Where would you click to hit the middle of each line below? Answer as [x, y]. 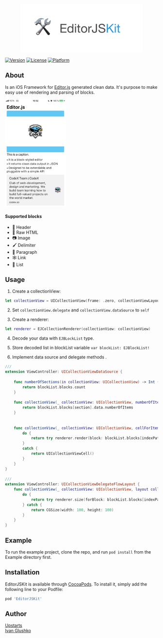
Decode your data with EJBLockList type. [53, 338]
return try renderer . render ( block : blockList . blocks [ [86, 438]
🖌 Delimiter [24, 245]
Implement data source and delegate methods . [59, 357]
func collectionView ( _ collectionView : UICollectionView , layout [81, 490]
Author [16, 614]
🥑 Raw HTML [25, 232]
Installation [22, 572]
